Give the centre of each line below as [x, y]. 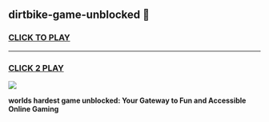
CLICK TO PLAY [39, 38]
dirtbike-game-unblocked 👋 [79, 15]
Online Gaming [34, 108]
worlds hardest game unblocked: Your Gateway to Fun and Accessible [127, 100]
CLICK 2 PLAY [36, 67]
